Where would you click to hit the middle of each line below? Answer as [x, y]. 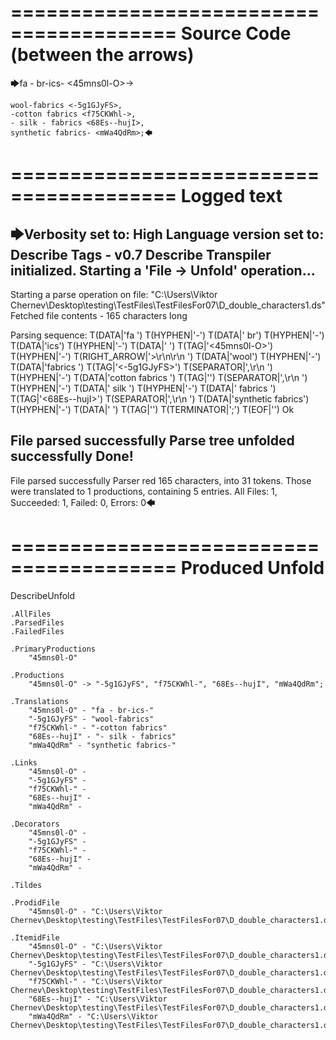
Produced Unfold [252, 567]
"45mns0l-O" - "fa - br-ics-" [91, 710]
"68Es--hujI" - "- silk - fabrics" [102, 736]
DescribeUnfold [43, 595]
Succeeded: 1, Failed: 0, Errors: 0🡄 [83, 502]
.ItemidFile [35, 937]
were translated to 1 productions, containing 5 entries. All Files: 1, [144, 491]
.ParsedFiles [37, 622]
